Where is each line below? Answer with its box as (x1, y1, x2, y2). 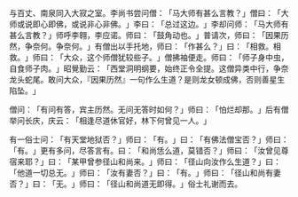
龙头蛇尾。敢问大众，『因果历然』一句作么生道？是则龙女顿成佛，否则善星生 (9, 75, 286, 84)
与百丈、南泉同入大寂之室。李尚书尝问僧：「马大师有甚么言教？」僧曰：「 (9, 8, 281, 18)
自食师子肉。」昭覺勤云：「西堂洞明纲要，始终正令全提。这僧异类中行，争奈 (9, 63, 289, 74)
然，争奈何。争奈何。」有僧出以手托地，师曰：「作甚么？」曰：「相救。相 (9, 41, 281, 51)
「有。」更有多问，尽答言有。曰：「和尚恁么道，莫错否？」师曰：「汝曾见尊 (9, 146, 289, 155)
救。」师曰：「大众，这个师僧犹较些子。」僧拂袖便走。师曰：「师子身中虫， (9, 52, 289, 62)
